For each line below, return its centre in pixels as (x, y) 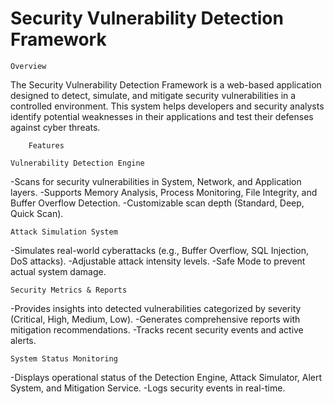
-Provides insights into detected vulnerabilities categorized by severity (156, 308)
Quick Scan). (37, 213)
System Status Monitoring (64, 358)
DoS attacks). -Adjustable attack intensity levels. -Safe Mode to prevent (158, 261)
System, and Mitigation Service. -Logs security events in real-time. (148, 388)
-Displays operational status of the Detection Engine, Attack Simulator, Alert (166, 377)
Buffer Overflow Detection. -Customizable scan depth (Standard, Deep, (157, 203)
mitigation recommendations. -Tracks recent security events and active (157, 329)
